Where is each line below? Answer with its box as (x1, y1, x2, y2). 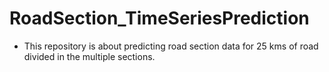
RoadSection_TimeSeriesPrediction (9, 7, 310, 30)
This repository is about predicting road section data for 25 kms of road (23, 40, 319, 52)
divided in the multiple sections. (23, 50, 156, 62)
